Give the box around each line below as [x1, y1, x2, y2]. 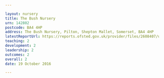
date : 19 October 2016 [5, 61, 51, 66]
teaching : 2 [5, 39, 29, 44]
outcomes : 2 [5, 52, 29, 57]
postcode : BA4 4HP [5, 25, 42, 30]
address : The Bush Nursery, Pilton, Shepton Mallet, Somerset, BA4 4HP [5, 30, 154, 35]
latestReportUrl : [5, 34, 41, 39]
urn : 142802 [5, 20, 29, 25]
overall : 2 [5, 57, 27, 61]
